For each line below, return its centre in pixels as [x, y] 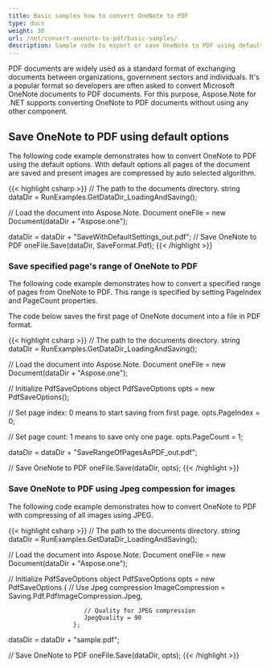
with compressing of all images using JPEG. [81, 514]
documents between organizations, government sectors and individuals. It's [134, 77]
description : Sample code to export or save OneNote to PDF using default [136, 46]
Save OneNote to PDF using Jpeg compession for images [122, 489]
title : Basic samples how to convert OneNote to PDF [98, 16]
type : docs [27, 23]
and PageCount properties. [53, 301]
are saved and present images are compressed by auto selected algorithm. [132, 173]
